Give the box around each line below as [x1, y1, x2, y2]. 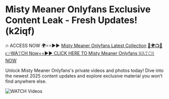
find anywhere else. [5, 78, 47, 84]
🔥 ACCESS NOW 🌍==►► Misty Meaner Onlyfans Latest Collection [5, 42, 147, 48]
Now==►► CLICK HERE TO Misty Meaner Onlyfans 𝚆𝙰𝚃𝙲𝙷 [29, 50, 155, 56]
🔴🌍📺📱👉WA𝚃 [147, 42, 163, 48]
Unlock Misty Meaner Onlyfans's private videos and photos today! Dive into [5, 67, 164, 73]
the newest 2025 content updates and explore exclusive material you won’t [5, 72, 163, 79]
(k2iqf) [5, 26, 35, 37]
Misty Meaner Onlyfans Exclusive [5, 4, 151, 15]
